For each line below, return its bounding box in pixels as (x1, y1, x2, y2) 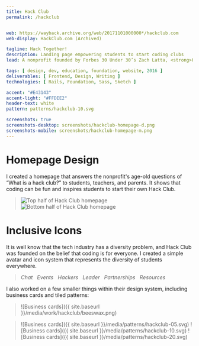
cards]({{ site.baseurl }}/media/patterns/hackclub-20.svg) (46, 333, 188, 340)
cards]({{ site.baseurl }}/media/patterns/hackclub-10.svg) (46, 326, 187, 334)
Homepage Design (6, 153, 99, 166)
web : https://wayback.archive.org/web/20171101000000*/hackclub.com (6, 30, 179, 36)
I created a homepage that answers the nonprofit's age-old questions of (6, 173, 182, 180)
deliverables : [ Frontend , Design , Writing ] (6, 73, 120, 79)
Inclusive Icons (6, 224, 82, 237)
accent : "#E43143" (6, 89, 52, 95)
